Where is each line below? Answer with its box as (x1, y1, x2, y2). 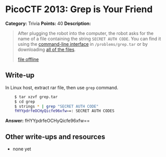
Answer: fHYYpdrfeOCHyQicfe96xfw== (5, 118, 90, 124)
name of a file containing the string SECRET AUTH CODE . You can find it (17, 36, 161, 42)
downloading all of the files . (17, 46, 76, 52)
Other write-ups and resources (5, 132, 106, 141)
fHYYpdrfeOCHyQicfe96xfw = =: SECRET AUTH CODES (14, 108, 115, 114)
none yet (12, 146, 31, 152)
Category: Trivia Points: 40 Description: (5, 20, 91, 26)
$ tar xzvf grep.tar (14, 94, 58, 100)
